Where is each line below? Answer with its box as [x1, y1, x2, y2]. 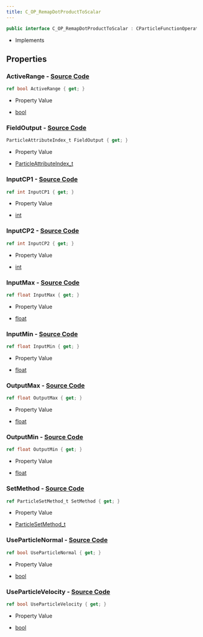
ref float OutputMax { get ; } [6, 395, 83, 401]
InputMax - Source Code [6, 278, 80, 286]
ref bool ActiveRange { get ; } [6, 86, 85, 92]
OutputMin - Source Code [6, 433, 83, 441]
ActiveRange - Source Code [6, 72, 89, 81]
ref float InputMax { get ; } [6, 292, 80, 298]
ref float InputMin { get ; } [6, 343, 80, 350]
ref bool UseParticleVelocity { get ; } [6, 601, 107, 607]
